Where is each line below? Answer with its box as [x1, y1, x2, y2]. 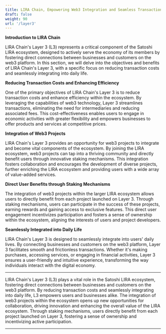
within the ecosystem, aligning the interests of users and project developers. [5, 217, 161, 223]
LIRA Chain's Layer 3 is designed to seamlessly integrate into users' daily [5, 236, 154, 242]
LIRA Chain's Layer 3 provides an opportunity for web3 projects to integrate [5, 140, 160, 146]
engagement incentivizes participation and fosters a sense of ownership [5, 212, 152, 218]
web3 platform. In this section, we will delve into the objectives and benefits [5, 60, 160, 66]
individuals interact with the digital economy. [5, 262, 96, 268]
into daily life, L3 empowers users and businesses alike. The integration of [5, 292, 156, 298]
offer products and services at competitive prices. [5, 121, 107, 127]
